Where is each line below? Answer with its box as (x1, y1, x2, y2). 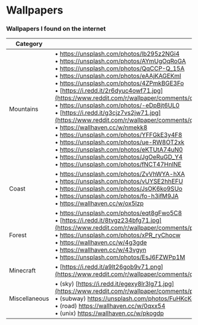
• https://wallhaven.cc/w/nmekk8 (55, 123, 147, 132)
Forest (9, 231, 27, 239)
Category (15, 40, 43, 48)
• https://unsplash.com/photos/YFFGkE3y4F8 (55, 131, 183, 139)
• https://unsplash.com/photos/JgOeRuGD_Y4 (55, 153, 183, 161)
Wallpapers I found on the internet (6, 25, 106, 33)
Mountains (9, 105, 39, 113)
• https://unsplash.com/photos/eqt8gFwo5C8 (55, 209, 182, 217)
